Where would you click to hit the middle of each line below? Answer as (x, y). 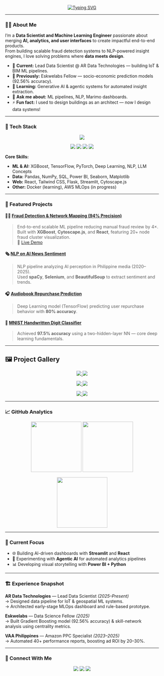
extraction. (23, 92)
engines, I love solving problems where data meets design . (65, 56)
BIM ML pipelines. (30, 71)
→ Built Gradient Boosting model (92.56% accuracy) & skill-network (73, 621)
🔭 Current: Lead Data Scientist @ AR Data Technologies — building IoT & (85, 66)
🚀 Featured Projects (29, 204)
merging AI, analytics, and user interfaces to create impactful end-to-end (80, 41)
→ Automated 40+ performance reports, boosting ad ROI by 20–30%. (75, 641)
